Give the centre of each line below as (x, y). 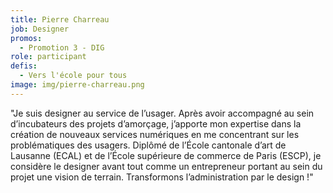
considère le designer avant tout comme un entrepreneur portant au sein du (166, 166)
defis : (24, 66)
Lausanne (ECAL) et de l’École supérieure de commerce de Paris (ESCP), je (166, 155)
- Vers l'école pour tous (73, 76)
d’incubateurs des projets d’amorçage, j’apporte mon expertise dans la (156, 123)
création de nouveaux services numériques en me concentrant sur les (155, 134)
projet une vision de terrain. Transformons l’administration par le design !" (162, 177)
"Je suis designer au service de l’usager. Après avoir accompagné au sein (162, 113)
